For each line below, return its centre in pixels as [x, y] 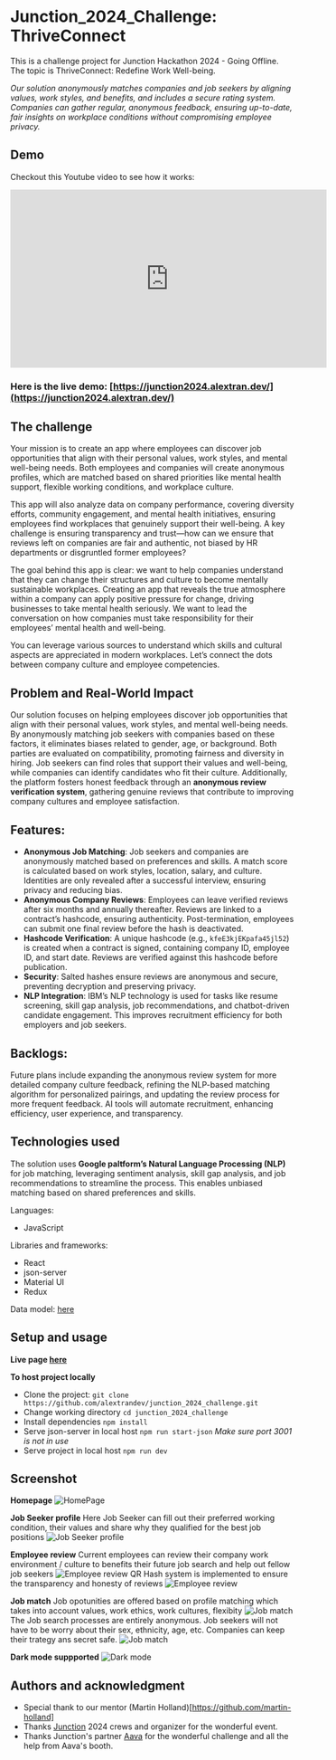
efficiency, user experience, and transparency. [97, 1113]
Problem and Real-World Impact [102, 693]
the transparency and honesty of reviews [87, 1584]
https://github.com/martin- [242, 1708]
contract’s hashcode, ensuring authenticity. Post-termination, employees [159, 919]
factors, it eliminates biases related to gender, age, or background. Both [144, 744]
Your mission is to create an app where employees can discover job [136, 449]
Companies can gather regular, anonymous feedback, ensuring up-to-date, [151, 107]
